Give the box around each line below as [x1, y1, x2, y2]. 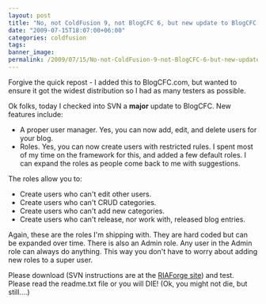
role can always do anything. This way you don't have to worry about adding [8, 246, 258, 256]
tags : [8, 41, 26, 49]
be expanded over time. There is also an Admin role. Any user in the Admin [8, 238, 253, 248]
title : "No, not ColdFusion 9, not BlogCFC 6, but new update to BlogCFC [8, 19, 257, 27]
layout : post [8, 11, 51, 20]
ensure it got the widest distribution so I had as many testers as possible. [8, 85, 247, 95]
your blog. [19, 133, 54, 142]
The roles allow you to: [8, 173, 82, 183]
